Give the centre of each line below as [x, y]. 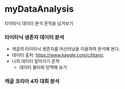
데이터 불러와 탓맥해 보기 [43, 67]
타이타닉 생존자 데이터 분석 [35, 37]
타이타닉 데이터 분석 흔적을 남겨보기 [39, 23]
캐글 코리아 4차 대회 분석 [32, 81]
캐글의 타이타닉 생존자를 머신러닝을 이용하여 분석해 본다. [66, 49]
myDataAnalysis [39, 9]
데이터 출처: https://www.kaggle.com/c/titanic [58, 55]
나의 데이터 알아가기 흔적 [36, 61]
